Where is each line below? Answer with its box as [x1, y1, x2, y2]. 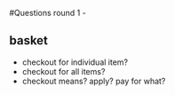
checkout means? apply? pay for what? [21, 75, 166, 86]
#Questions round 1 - [9, 8, 86, 18]
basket [9, 33, 49, 48]
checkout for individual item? [21, 57, 129, 67]
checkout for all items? [21, 66, 106, 76]
